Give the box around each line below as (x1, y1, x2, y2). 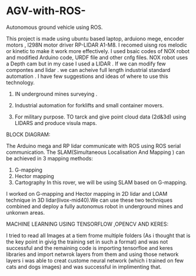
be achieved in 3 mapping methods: (6, 155, 93, 162)
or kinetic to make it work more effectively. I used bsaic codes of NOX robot (6, 47, 190, 54)
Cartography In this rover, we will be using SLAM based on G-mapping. (14, 179, 187, 186)
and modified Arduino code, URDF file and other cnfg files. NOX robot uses (6, 54, 188, 61)
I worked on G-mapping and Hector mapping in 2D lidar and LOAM (6, 190, 168, 197)
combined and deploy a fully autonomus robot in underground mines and (6, 202, 184, 210)
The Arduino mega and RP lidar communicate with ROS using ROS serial (6, 142, 181, 149)
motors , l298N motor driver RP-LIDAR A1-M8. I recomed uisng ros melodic (6, 41, 187, 48)
